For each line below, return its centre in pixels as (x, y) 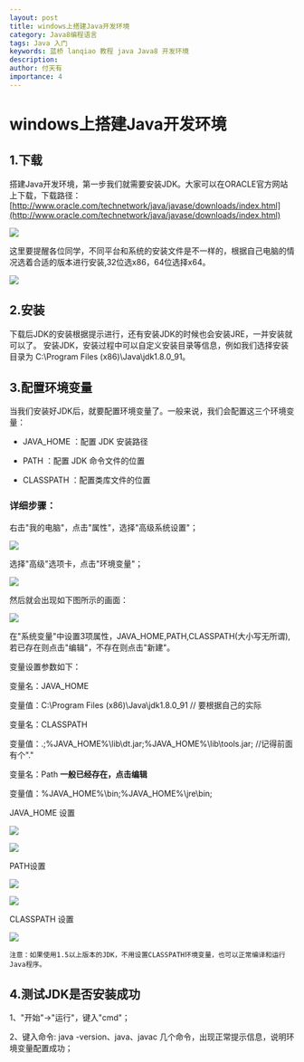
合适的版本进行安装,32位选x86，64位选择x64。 (122, 262)
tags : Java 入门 (38, 43)
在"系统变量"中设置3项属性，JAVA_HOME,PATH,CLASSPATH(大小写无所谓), (150, 636)
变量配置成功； (45, 1048)
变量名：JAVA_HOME (49, 685)
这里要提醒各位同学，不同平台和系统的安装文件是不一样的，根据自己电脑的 (148, 251)
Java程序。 (28, 964)
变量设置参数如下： (45, 666)
